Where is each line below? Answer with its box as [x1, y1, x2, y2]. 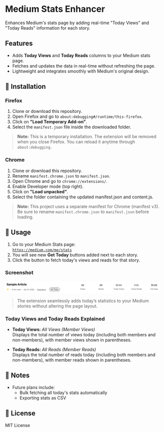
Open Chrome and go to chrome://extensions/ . [12, 178, 108, 184]
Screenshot [5, 269, 33, 276]
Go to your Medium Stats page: [12, 241, 76, 247]
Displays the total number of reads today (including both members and [12, 352, 156, 358]
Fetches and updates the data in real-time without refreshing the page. [12, 63, 156, 69]
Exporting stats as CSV [19, 395, 66, 400]
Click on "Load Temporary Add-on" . [12, 119, 87, 125]
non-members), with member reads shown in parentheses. [12, 357, 132, 363]
